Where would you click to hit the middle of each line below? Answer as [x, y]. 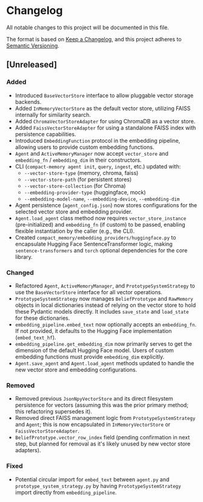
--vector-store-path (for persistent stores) [78, 179]
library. [24, 256]
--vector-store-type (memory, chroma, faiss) [81, 173]
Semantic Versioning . [33, 46]
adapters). [28, 450]
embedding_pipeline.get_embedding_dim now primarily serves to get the [104, 343]
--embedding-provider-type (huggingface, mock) [85, 192]
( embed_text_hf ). [35, 337]
